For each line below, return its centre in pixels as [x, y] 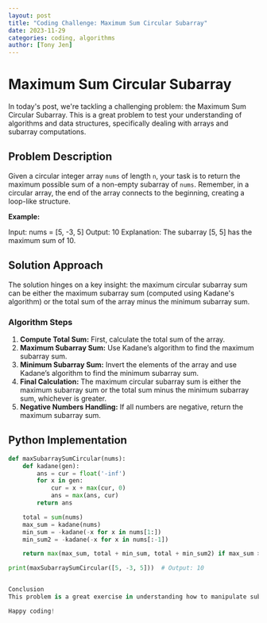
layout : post [30, 15]
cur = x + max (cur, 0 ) [88, 488]
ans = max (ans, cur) [85, 496]
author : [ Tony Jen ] [41, 45]
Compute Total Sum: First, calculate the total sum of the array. [122, 339]
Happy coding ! [32, 611]
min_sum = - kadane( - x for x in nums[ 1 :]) [92, 532]
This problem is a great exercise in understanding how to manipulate [128, 597]
